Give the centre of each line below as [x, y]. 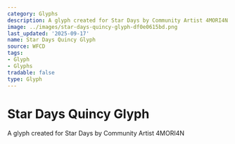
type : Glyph [25, 79]
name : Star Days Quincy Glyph [52, 40]
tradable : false [31, 72]
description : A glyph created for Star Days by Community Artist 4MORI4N [118, 20]
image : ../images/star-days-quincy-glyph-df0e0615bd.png [93, 27]
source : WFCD [26, 46]
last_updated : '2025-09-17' [49, 33]
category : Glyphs [33, 14]
